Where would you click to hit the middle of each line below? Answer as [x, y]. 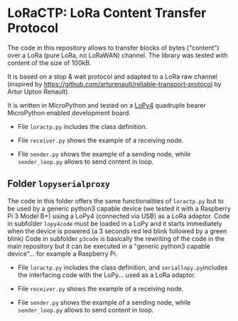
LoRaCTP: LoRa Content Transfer [107, 13]
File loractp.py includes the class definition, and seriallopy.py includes [123, 267]
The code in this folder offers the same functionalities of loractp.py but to [116, 201]
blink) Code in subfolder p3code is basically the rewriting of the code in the [116, 238]
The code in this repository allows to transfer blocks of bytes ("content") [113, 47]
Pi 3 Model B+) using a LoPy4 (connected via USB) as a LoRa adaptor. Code [119, 216]
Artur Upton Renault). [38, 91]
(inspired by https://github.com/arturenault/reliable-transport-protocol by [114, 84]
